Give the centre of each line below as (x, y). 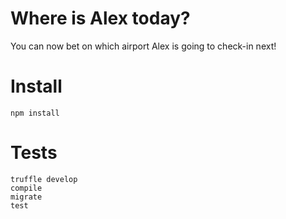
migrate (26, 197)
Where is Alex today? (100, 18)
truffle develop (44, 179)
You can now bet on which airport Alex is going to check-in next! (143, 46)
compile (26, 188)
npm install (35, 113)
